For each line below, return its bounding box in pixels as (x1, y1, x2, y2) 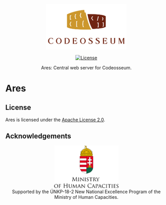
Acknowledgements (5, 132, 71, 140)
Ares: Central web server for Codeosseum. (41, 65, 132, 71)
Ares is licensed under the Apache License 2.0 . (5, 117, 105, 123)
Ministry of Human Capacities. (54, 194, 119, 200)
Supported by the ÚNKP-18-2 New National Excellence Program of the (12, 189, 161, 195)
